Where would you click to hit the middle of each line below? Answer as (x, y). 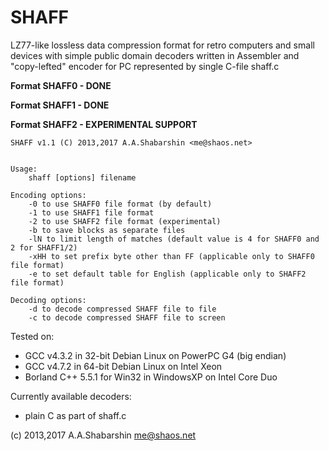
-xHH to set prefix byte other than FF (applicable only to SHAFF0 (171, 256)
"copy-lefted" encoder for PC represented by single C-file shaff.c (145, 66)
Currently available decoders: (71, 396)
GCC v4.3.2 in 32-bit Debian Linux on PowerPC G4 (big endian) (155, 355)
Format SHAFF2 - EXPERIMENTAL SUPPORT (104, 124)
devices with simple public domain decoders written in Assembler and (155, 55)
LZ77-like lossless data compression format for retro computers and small (162, 45)
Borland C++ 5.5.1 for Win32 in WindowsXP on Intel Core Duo (151, 377)
